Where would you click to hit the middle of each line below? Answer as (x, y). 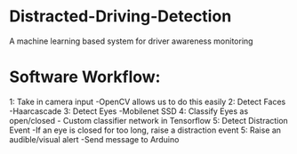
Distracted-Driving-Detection (120, 16)
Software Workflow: (85, 77)
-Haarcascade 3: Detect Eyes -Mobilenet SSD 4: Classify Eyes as (129, 111)
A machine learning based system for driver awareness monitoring (131, 41)
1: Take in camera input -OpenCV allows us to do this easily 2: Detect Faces (148, 101)
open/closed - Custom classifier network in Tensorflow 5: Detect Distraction (149, 120)
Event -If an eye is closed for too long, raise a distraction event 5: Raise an (145, 130)
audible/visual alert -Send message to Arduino (94, 139)
